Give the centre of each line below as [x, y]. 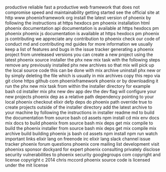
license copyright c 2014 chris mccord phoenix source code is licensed [78, 160]
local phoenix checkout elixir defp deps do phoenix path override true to [79, 102]
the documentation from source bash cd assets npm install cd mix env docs [82, 118]
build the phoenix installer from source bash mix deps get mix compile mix [81, 128]
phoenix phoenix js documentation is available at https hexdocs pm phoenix [82, 33]
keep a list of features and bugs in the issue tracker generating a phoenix [80, 49]
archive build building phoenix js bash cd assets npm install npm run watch [82, 134]
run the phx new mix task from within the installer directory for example [78, 86]
